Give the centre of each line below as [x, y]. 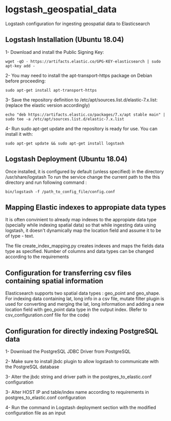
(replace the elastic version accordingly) [48, 105]
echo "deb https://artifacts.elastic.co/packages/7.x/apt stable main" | [86, 114]
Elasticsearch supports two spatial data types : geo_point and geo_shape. [83, 293]
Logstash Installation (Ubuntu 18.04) [65, 40]
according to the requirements [37, 257]
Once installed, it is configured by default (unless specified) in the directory [85, 171]
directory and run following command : [46, 182]
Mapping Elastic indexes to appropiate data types [86, 207]
